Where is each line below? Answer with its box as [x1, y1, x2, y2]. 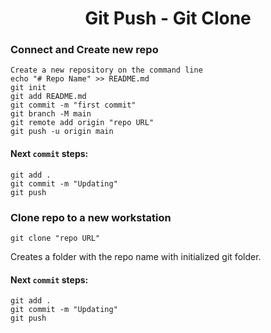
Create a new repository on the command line [10, 65, 203, 76]
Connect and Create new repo [10, 43, 159, 57]
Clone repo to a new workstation [10, 210, 172, 224]
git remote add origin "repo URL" [10, 118, 155, 128]
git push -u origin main [10, 127, 114, 137]
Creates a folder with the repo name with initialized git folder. [10, 250, 262, 262]
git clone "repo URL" [10, 233, 101, 243]
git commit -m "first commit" [10, 100, 137, 111]
